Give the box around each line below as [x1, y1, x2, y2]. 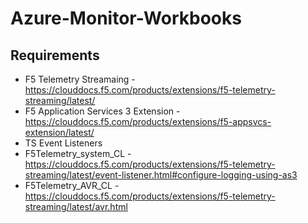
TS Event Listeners [24, 137, 103, 149]
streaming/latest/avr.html [24, 201, 128, 212]
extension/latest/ [24, 127, 95, 138]
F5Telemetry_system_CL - [24, 148, 132, 159]
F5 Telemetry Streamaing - [24, 73, 136, 85]
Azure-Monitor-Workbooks [10, 7, 242, 30]
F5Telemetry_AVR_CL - [24, 180, 120, 191]
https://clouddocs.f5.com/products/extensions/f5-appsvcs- [24, 116, 272, 127]
